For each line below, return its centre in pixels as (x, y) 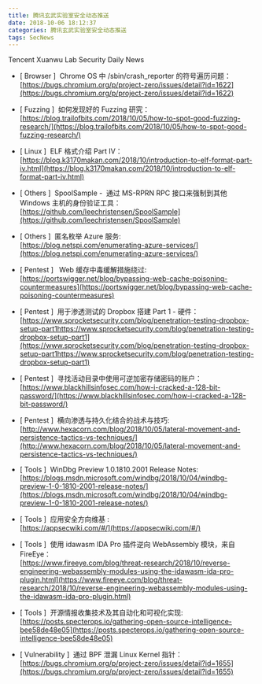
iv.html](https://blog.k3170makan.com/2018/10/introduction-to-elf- (127, 168)
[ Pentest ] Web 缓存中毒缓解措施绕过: (83, 270)
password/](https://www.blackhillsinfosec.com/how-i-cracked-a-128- (133, 396)
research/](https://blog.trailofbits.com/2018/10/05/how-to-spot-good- (133, 127)
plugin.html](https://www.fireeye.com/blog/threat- (101, 580)
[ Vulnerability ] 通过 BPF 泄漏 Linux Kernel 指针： (101, 655)
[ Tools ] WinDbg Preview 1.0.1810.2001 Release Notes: (109, 470)
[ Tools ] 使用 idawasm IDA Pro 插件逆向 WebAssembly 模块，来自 (127, 545)
